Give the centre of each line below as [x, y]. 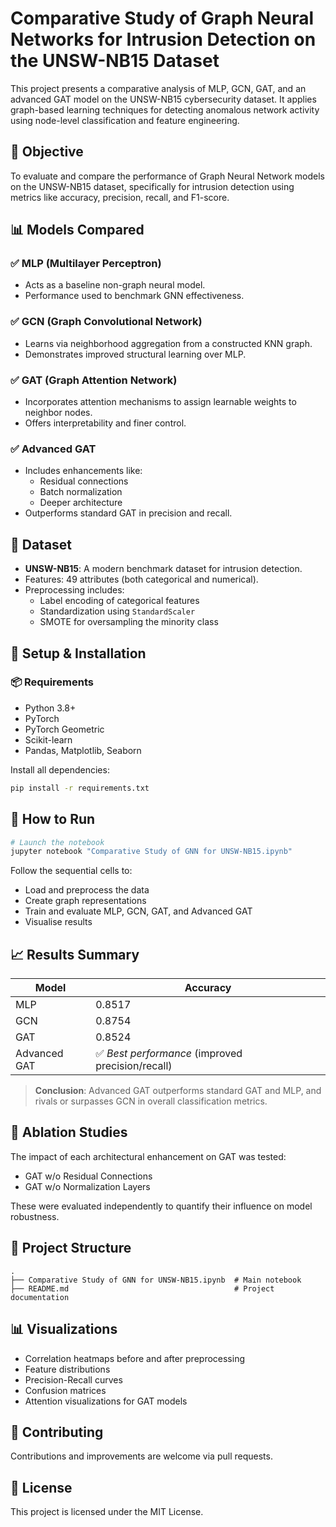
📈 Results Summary [75, 954]
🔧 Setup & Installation [78, 653]
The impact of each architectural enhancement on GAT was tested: [148, 1156]
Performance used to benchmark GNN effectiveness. [134, 296]
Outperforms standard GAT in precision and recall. [128, 513]
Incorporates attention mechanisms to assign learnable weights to [160, 402]
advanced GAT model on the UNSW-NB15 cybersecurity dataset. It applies [163, 99]
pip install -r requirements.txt [80, 788]
